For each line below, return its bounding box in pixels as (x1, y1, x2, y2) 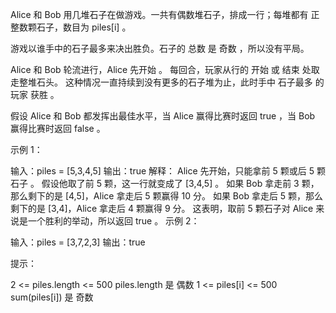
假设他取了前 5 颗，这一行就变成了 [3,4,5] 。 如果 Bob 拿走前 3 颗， (41, 178, 320, 189)
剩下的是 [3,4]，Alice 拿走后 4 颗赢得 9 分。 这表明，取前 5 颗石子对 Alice (10, 203, 314, 214)
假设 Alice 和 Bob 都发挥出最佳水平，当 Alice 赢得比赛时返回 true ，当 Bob (10, 110, 316, 122)
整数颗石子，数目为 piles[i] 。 (10, 21, 132, 33)
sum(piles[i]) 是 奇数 (10, 291, 94, 303)
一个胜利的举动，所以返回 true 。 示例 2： (27, 215, 200, 227)
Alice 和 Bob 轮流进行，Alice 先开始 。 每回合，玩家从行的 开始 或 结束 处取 (10, 64, 320, 75)
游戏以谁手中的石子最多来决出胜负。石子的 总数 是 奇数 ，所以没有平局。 (10, 43, 310, 54)
